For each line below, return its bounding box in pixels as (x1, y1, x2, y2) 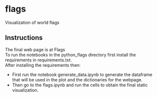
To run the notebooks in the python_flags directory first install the (5, 52, 136, 58)
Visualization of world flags (5, 19, 60, 25)
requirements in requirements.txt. (5, 57, 72, 63)
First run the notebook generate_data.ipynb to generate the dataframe (12, 72, 153, 78)
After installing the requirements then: (5, 62, 81, 68)
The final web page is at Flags (5, 46, 66, 52)
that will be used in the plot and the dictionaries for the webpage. (12, 77, 143, 82)
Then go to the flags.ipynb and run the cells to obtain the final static (12, 82, 148, 88)
